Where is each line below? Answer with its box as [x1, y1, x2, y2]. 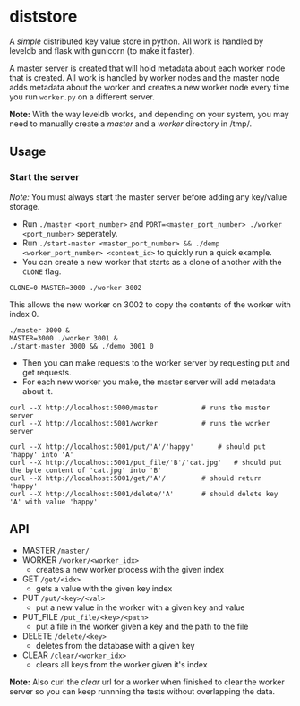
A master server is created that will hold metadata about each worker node [9, 63, 286, 73]
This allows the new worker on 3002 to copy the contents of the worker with [9, 298, 291, 310]
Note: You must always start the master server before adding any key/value [9, 191, 287, 202]
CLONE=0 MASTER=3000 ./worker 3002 [9, 283, 142, 292]
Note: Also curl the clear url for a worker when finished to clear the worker [9, 676, 285, 687]
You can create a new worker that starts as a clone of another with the [21, 256, 282, 267]
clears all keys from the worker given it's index [35, 659, 208, 670]
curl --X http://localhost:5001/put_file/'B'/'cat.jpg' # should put [9, 458, 282, 467]
